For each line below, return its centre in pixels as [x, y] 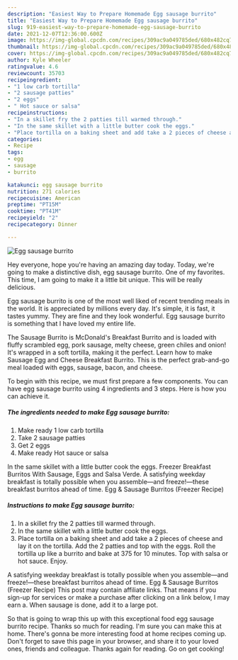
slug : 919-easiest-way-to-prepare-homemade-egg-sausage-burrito [104, 27]
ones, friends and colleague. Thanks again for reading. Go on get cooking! [116, 649]
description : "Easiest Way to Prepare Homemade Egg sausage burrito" [112, 14]
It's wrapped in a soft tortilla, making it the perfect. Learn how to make [110, 352]
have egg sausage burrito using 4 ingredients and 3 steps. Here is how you [117, 388]
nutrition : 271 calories [44, 191]
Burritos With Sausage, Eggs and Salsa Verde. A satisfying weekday [107, 474]
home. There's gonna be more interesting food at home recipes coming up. [117, 633]
